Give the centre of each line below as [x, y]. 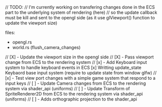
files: [10, 32]
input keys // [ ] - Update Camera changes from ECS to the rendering [76, 83]
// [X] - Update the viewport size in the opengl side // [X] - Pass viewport [80, 57]
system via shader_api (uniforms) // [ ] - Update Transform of [68, 88]
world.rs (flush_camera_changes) [46, 47]
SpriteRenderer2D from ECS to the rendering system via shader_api [74, 94]
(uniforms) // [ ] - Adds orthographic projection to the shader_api [71, 99]
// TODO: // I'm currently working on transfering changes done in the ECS [80, 7]
